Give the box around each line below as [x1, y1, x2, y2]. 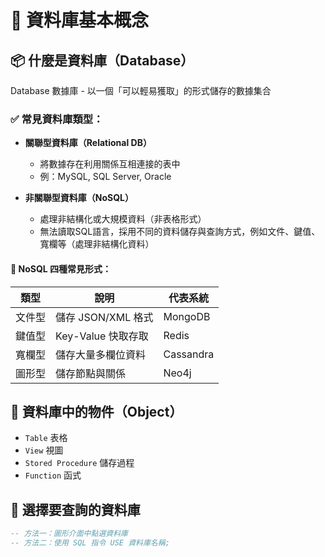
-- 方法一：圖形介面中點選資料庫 [10, 529, 128, 539]
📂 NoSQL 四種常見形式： [10, 262, 112, 275]
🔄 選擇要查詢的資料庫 [10, 501, 141, 518]
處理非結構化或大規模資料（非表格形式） [39, 213, 207, 225]
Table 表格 [24, 432, 68, 444]
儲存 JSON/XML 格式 [55, 310, 154, 324]
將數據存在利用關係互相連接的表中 [39, 158, 181, 170]
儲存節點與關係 [55, 366, 127, 380]
